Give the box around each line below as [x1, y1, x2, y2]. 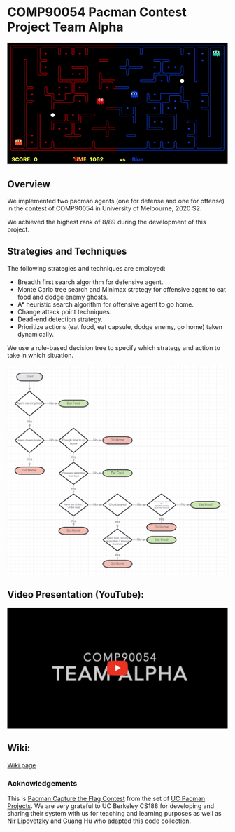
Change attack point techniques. [17, 307, 112, 316]
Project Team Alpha [7, 19, 124, 35]
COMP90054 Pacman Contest [7, 4, 187, 20]
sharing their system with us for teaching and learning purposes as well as [7, 810, 222, 818]
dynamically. [17, 330, 55, 338]
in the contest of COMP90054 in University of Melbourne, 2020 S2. [7, 204, 202, 213]
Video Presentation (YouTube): [7, 589, 145, 600]
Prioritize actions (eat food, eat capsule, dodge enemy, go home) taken [17, 322, 222, 330]
